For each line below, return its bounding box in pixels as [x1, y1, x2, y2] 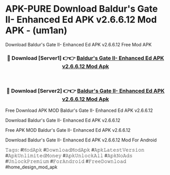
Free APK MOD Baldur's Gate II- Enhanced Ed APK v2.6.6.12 [5, 127, 131, 133]
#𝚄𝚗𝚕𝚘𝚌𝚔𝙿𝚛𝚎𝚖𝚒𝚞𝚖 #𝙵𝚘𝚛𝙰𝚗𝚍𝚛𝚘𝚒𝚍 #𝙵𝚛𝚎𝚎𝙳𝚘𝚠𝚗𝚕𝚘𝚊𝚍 [5, 158, 126, 164]
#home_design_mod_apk [5, 164, 58, 170]
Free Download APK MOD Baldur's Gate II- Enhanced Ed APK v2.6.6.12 [5, 107, 153, 113]
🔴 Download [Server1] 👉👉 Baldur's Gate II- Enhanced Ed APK [7, 54, 164, 62]
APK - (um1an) [5, 25, 68, 36]
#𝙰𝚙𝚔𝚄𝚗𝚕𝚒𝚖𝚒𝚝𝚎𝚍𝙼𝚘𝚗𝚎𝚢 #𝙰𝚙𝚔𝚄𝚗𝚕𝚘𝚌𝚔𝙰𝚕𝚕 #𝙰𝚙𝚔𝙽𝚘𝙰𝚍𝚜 [5, 152, 133, 158]
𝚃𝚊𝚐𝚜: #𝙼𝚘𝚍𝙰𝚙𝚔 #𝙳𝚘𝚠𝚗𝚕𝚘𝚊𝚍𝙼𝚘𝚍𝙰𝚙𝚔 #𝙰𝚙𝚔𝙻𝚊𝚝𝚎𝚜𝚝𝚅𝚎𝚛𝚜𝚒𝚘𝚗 [5, 147, 145, 153]
